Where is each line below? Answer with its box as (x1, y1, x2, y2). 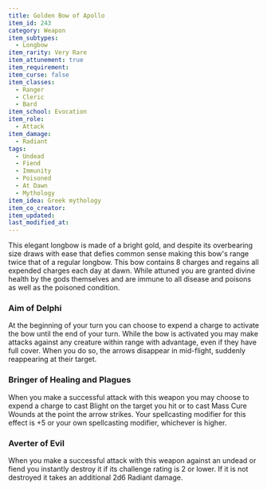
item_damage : (8, 130, 52, 138)
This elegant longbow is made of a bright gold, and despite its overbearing (8, 240, 253, 251)
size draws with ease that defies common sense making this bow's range (8, 249, 249, 259)
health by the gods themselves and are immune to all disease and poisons (8, 274, 252, 284)
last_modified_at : (8, 219, 69, 227)
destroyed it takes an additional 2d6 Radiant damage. (8, 472, 183, 482)
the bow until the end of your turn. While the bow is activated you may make (8, 329, 259, 339)
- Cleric (15, 93, 45, 101)
